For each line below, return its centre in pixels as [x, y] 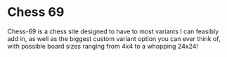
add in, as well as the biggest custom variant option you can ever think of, [114, 38]
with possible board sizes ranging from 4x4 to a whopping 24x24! [103, 46]
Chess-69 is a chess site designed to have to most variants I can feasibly [113, 31]
